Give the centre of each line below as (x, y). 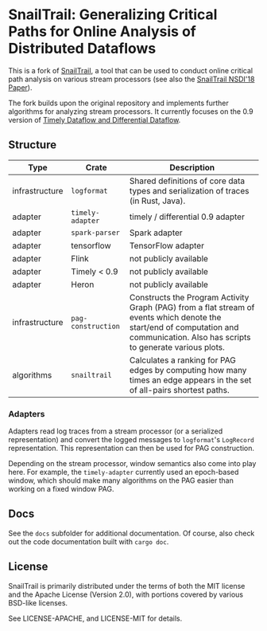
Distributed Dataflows (82, 49)
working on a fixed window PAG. (61, 489)
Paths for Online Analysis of (102, 31)
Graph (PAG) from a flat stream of (192, 307)
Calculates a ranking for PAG (183, 360)
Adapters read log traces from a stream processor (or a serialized (116, 431)
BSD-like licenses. (38, 602)
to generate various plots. (177, 347)
